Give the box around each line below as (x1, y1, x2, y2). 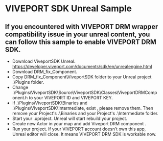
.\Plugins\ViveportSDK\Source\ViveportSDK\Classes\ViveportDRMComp (12, 90, 158, 95)
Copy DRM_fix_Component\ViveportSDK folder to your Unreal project (12, 74, 152, 80)
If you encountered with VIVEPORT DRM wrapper (5, 23, 158, 31)
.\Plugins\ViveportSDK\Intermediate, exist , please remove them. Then (12, 105, 153, 111)
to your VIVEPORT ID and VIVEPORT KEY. (28, 95, 113, 100)
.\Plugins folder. (12, 79, 44, 85)
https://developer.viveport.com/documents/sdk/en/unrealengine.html (12, 64, 152, 69)
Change (12, 84, 28, 90)
